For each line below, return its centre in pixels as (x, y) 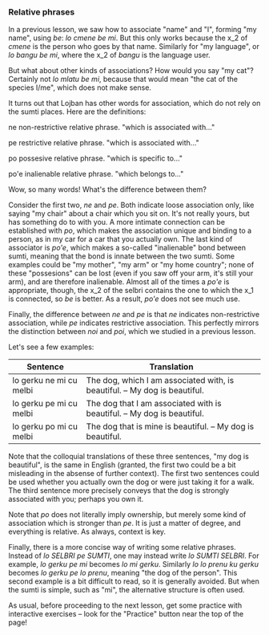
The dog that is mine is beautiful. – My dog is (170, 426)
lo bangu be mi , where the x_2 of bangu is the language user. (109, 55)
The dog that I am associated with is (154, 404)
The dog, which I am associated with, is (160, 381)
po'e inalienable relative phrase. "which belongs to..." (96, 174)
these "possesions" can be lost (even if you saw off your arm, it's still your (131, 273)
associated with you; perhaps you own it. (76, 499)
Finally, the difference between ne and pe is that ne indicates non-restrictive (134, 315)
